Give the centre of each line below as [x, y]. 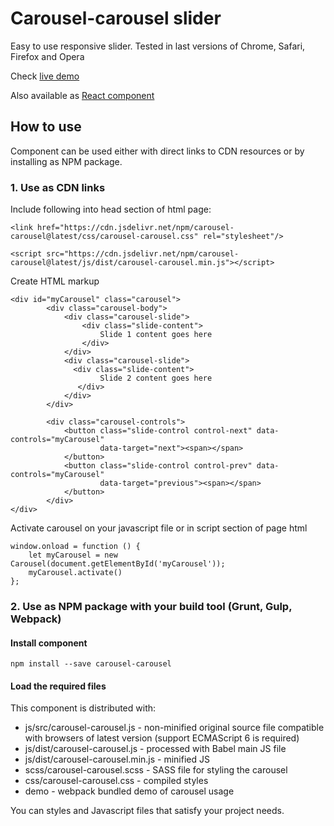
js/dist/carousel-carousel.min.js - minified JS [117, 759]
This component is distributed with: [83, 708]
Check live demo [45, 76]
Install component [49, 643]
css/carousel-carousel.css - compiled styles [116, 781]
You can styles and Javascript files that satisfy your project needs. [147, 811]
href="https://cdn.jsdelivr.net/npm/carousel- [135, 228]
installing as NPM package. [66, 161]
